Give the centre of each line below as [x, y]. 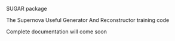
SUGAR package [27, 9]
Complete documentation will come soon [57, 31]
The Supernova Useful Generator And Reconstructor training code [88, 20]
